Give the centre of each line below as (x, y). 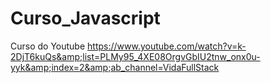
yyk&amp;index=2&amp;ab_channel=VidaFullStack (115, 67)
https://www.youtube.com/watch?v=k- (167, 46)
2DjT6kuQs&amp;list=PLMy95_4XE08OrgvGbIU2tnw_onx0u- (135, 56)
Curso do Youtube (48, 46)
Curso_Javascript (85, 18)
